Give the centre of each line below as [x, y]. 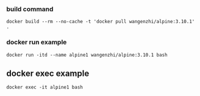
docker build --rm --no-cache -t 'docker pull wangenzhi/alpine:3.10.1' [101, 22]
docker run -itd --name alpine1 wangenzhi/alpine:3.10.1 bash [87, 55]
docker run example [37, 43]
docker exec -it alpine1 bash [45, 87]
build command [30, 9]
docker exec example [48, 73]
